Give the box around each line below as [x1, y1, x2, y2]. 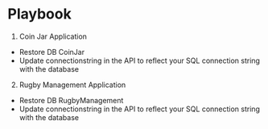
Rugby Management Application [19, 80, 126, 89]
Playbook [7, 5, 72, 23]
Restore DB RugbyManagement [19, 95, 124, 105]
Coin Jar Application [19, 31, 88, 41]
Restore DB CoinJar [19, 47, 85, 56]
